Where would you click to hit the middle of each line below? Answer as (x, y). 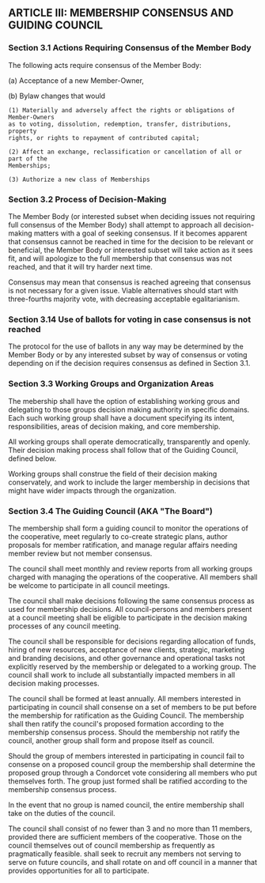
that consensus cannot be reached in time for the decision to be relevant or (131, 241)
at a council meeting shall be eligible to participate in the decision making (128, 617)
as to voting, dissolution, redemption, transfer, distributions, (120, 124)
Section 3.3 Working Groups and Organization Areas (111, 384)
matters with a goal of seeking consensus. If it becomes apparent (140, 233)
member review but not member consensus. (80, 553)
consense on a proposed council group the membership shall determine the (132, 764)
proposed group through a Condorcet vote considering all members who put (132, 772)
